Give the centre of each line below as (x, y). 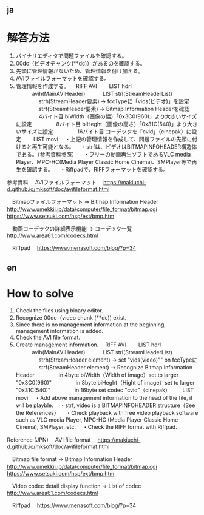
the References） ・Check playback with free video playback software (107, 412)
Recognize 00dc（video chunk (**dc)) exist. (71, 317)
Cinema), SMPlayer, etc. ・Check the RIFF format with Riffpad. (97, 426)
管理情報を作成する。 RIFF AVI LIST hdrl (74, 86)
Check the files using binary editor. (59, 310)
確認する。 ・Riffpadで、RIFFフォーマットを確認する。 (97, 170)
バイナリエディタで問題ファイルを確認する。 (71, 56)
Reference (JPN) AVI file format (49, 440)
